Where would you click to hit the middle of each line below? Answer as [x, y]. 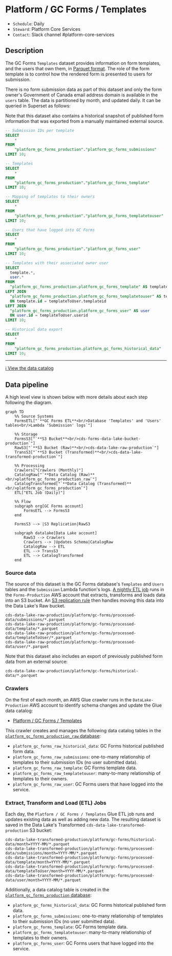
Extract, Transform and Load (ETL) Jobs [56, 803]
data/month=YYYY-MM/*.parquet [38, 844]
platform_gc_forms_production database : [49, 895]
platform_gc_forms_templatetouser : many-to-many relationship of [82, 932]
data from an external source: [37, 662]
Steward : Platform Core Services [47, 29]
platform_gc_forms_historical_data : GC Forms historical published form [89, 905]
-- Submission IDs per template [40, 130]
